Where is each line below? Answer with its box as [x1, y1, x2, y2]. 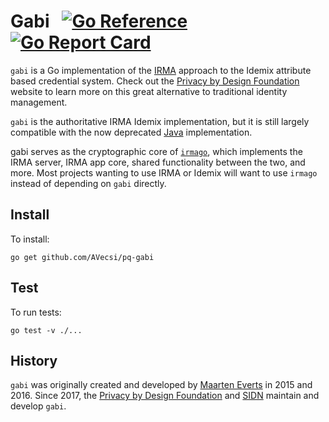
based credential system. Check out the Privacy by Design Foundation [10, 75, 300, 87]
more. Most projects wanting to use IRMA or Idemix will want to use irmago [10, 166, 318, 179]
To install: [10, 233, 50, 245]
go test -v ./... [10, 325, 83, 335]
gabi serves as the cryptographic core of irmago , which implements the [10, 145, 303, 157]
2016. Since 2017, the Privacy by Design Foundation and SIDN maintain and [10, 390, 320, 402]
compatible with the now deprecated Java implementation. [10, 126, 253, 138]
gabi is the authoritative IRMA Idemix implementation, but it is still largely [10, 115, 310, 127]
